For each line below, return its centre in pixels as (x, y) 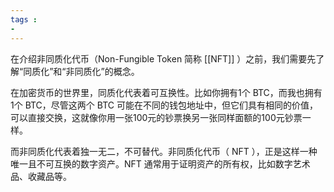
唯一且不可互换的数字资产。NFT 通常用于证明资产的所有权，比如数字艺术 (160, 163)
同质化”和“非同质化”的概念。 (81, 71)
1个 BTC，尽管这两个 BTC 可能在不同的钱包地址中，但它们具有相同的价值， (164, 105)
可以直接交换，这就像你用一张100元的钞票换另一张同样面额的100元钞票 (156, 117)
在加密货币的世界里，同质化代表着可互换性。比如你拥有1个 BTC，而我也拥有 (166, 92)
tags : (24, 19)
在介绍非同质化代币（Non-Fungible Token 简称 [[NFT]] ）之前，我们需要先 (163, 58)
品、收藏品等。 (41, 176)
